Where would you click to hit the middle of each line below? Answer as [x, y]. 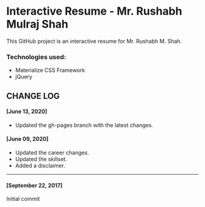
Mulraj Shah [38, 24]
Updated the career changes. [52, 153]
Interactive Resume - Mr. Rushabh [94, 11]
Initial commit [23, 199]
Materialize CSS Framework [50, 70]
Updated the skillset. [41, 159]
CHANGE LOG [33, 96]
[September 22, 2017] [34, 185]
